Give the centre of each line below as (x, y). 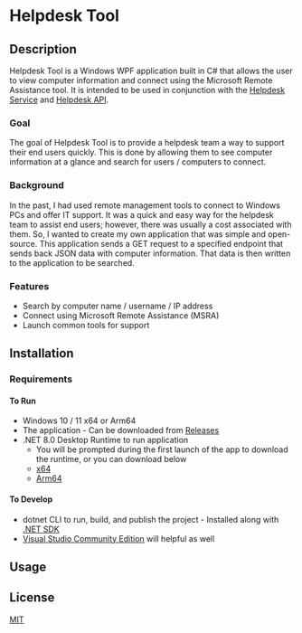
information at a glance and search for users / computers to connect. (138, 162)
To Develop (31, 499)
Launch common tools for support (86, 325)
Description (43, 49)
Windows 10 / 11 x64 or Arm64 (79, 420)
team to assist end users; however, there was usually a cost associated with (151, 224)
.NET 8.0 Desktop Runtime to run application (105, 440)
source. (24, 243)
